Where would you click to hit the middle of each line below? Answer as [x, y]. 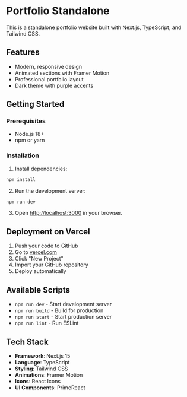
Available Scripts [38, 290]
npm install [21, 179]
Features [23, 53]
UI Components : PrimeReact [50, 388]
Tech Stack [27, 342]
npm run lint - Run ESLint [47, 323]
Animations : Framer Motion [49, 374]
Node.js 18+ [29, 134]
